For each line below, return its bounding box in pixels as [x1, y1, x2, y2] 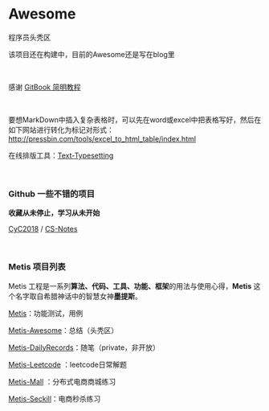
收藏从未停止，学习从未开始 [8, 208, 100, 218]
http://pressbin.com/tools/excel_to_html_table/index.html [8, 134, 197, 143]
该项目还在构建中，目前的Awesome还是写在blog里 [8, 49, 175, 59]
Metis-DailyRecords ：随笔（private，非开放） [8, 343, 161, 352]
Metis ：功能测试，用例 [8, 308, 84, 318]
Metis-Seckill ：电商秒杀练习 [8, 393, 101, 403]
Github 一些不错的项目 [8, 188, 95, 199]
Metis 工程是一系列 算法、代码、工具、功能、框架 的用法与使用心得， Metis [8, 281, 252, 290]
